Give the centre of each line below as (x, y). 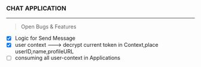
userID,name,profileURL (44, 52)
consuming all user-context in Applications (68, 58)
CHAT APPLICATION (36, 8)
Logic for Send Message (45, 38)
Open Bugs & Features (48, 27)
